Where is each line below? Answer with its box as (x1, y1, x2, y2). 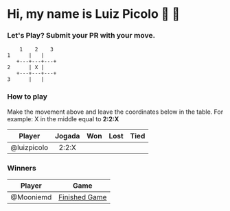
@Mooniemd (10, 193, 52, 202)
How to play (7, 92, 48, 101)
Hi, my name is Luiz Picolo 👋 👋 (7, 6, 181, 22)
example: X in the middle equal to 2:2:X (7, 114, 119, 123)
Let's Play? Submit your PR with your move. (7, 31, 156, 40)
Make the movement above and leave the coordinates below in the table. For (7, 108, 224, 116)
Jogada (54, 131, 80, 140)
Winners (7, 163, 36, 173)
